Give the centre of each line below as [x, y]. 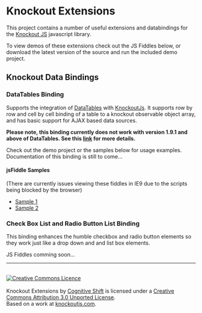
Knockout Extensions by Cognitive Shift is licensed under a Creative [90, 291]
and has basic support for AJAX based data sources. [72, 120]
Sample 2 [27, 208]
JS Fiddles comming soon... [41, 255]
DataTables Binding [35, 94]
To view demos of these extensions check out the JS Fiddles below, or [94, 46]
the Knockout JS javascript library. [49, 34]
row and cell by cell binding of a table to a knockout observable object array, [101, 114]
